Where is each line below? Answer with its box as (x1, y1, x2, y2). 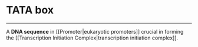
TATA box (6, 3, 54, 17)
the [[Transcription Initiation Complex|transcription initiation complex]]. (6, 34, 179, 41)
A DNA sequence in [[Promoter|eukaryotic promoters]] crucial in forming (6, 28, 184, 35)
